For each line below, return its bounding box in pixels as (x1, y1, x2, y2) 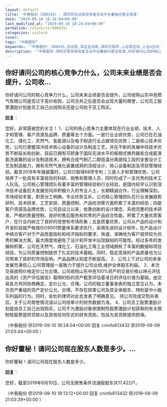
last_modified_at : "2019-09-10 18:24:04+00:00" (5, 21, 106, 26)
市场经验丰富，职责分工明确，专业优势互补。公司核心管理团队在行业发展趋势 (5, 194, 162, 200)
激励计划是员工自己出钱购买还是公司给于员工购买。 (9, 104, 114, 110)
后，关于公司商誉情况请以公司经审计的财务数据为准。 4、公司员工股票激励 (5, 299, 158, 306)
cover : (5, 35, 19, 40)
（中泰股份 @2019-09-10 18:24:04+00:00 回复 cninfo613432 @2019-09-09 (5, 323, 160, 328)
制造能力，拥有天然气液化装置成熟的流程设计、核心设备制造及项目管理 (13, 163, 158, 169)
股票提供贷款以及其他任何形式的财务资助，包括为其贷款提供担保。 (13, 312, 149, 318)
